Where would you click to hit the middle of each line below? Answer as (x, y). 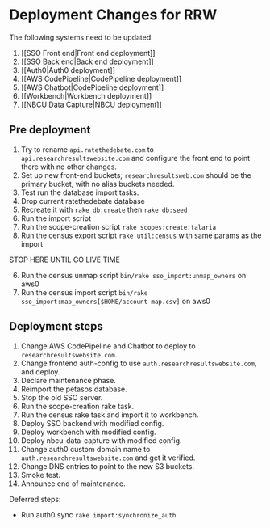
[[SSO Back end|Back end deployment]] (87, 61)
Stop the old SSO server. (62, 397)
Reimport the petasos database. (74, 389)
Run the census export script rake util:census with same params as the (141, 235)
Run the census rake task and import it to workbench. (110, 415)
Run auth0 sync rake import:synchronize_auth (98, 514)
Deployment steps (56, 326)
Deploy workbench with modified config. (88, 432)
